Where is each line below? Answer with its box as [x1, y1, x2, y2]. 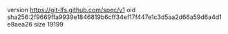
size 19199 [34, 20, 64, 28]
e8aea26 [7, 20, 33, 28]
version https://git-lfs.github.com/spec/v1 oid [7, 6, 136, 14]
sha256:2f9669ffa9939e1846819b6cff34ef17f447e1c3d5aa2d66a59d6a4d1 [7, 13, 222, 21]
